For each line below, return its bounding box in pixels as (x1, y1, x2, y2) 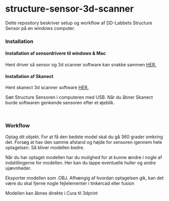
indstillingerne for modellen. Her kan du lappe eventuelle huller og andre (5, 159, 156, 166)
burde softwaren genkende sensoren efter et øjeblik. (5, 100, 115, 106)
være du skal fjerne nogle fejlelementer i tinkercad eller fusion (5, 180, 135, 186)
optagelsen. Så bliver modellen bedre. (5, 144, 85, 150)
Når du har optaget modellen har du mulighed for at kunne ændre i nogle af (5, 154, 162, 160)
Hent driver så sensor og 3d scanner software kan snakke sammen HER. (5, 62, 157, 68)
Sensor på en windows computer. (5, 25, 75, 31)
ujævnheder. (5, 165, 32, 171)
